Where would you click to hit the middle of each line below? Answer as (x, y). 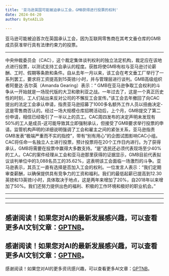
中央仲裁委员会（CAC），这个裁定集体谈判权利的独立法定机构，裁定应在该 (81, 60)
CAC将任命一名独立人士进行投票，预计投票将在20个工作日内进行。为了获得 (83, 142)
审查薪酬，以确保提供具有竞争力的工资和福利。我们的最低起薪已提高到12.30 (83, 174)
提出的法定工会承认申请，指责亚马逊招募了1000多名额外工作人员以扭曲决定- (84, 104)
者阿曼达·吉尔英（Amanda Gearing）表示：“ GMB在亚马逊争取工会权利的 (81, 86)
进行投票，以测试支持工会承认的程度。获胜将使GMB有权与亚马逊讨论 (81, 66)
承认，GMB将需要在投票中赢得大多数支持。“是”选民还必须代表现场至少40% (83, 149)
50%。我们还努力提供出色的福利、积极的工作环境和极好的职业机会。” (85, 186)
